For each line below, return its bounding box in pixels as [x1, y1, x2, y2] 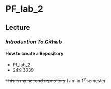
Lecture [5, 23, 30, 32]
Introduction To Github [5, 38, 62, 45]
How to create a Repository [5, 51, 64, 57]
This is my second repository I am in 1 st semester [5, 76, 106, 83]
